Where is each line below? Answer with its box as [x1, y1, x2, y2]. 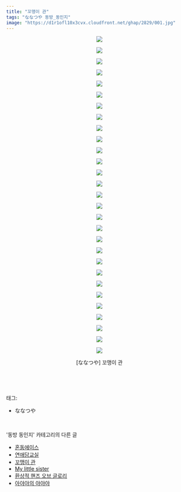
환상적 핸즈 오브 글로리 [14, 472, 67, 480]
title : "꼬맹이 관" [6, 8, 49, 15]
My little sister [14, 465, 49, 472]
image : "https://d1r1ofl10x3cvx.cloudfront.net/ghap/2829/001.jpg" [6, 20, 176, 25]
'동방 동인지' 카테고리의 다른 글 [6, 431, 77, 439]
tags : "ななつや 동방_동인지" [6, 14, 71, 20]
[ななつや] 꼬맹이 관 [76, 359, 123, 366]
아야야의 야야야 [14, 480, 50, 487]
